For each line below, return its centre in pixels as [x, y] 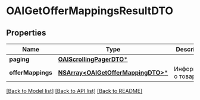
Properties [26, 33]
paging [19, 59]
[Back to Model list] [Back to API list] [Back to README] [74, 91]
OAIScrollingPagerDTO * [93, 59]
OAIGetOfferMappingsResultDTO [90, 11]
